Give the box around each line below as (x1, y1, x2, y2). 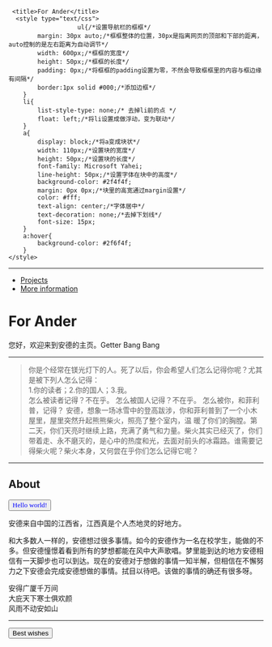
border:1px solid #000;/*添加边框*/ (37, 84, 156, 92)
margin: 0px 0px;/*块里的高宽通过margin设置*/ (37, 186, 186, 195)
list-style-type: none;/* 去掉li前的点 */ (37, 106, 176, 114)
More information (19, 284, 79, 294)
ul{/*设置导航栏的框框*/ (77, 24, 151, 32)
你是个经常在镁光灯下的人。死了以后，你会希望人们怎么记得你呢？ (28, 365, 249, 375)
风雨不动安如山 (8, 603, 58, 613)
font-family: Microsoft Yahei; (37, 162, 143, 170)
